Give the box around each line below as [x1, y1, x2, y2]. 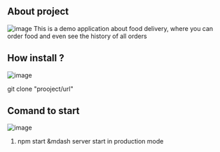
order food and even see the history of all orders [7, 32, 147, 40]
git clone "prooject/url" [7, 84, 74, 93]
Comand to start [7, 105, 80, 117]
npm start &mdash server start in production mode [17, 137, 164, 146]
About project [7, 6, 69, 18]
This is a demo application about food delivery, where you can [34, 24, 214, 32]
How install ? [7, 52, 64, 64]
